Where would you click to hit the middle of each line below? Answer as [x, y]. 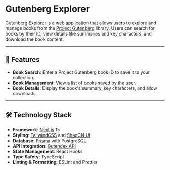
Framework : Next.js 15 [36, 129]
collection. [23, 77]
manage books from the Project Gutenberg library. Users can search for [80, 28]
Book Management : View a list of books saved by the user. [74, 83]
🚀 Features [23, 60]
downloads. [25, 93]
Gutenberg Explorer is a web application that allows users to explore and [81, 23]
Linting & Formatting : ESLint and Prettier [55, 162]
